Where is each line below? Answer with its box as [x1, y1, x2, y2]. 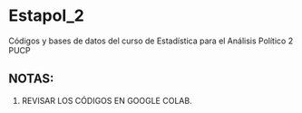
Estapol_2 [8, 5, 85, 26]
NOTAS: [8, 71, 54, 87]
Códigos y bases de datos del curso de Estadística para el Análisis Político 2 [8, 35, 294, 46]
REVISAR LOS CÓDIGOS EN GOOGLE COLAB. [21, 95, 192, 106]
